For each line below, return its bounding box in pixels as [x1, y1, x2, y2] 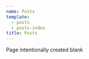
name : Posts [6, 8, 35, 15]
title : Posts [6, 30, 38, 36]
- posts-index [11, 25, 45, 31]
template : [6, 14, 30, 20]
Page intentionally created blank [6, 46, 83, 53]
